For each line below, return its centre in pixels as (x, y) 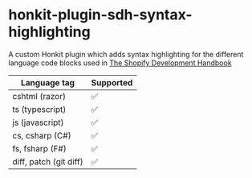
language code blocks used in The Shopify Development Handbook (120, 63)
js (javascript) (38, 122)
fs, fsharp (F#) (39, 148)
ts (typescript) (39, 109)
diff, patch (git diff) (48, 161)
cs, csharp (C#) (42, 135)
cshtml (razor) (39, 96)
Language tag (48, 82)
